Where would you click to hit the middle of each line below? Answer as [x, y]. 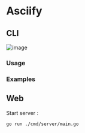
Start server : [22, 113]
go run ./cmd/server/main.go [42, 124]
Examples [21, 79]
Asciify [24, 11]
